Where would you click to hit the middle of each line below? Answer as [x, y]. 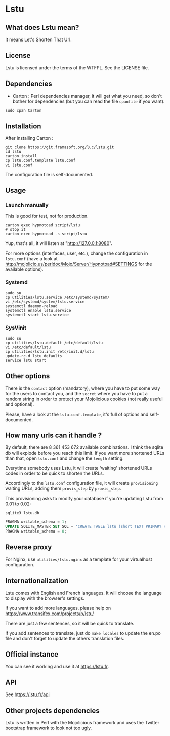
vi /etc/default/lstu [28, 347]
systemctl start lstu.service [37, 315]
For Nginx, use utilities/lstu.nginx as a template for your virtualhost [79, 559]
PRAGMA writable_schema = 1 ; [36, 522]
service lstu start [26, 360]
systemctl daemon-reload [31, 306]
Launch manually [27, 205]
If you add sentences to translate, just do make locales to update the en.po [83, 633]
